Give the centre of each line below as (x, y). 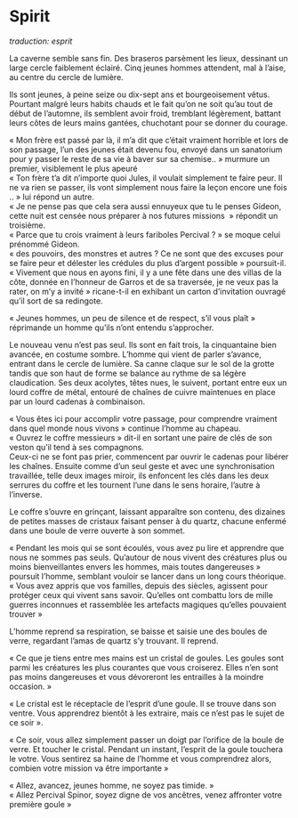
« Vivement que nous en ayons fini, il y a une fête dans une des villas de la (145, 272)
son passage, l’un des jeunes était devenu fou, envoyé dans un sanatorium (146, 150)
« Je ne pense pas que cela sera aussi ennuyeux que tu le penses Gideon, (145, 206)
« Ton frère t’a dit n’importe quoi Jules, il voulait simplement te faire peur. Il (146, 178)
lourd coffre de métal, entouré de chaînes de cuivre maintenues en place (142, 392)
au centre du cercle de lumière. (67, 77)
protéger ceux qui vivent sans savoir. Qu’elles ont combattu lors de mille (141, 595)
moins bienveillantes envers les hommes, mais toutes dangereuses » (135, 566)
